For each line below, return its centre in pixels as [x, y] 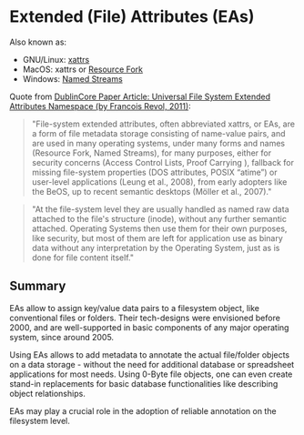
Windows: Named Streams [72, 78]
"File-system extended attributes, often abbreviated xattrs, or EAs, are [163, 124]
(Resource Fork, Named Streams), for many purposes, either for [151, 153]
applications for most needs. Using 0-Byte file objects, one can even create [151, 374]
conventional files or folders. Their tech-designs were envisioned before [145, 318]
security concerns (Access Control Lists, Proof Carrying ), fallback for [162, 162]
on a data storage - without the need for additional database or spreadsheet [152, 364]
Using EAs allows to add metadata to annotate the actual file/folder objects [150, 354]
